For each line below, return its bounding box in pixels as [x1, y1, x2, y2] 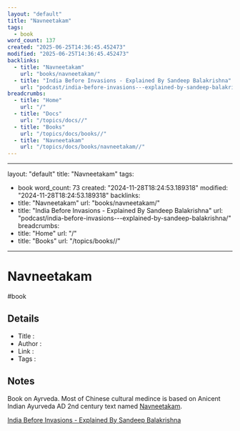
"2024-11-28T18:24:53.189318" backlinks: [17, 191, 141, 200]
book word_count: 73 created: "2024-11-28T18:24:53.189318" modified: [17, 184, 229, 192]
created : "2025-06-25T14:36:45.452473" [7, 44, 126, 51]
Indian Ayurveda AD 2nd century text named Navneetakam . [7, 402, 182, 410]
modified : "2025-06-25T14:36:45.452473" [7, 51, 130, 58]
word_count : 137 [7, 37, 56, 44]
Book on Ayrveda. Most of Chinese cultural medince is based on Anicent [7, 394, 221, 402]
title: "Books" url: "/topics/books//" [17, 237, 121, 245]
